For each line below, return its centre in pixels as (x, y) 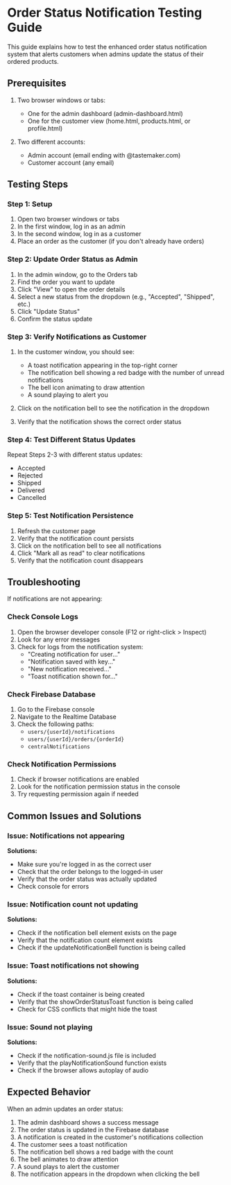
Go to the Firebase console (56, 709)
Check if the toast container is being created (81, 994)
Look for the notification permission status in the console (99, 787)
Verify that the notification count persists (76, 538)
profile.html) (45, 128)
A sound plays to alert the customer (68, 1166)
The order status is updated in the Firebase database (93, 1129)
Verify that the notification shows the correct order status (99, 422)
